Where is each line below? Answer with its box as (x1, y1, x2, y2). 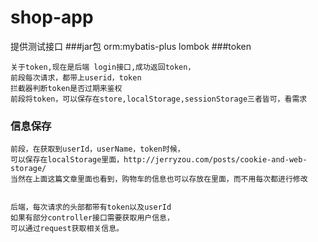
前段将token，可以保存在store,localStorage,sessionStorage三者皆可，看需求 (10, 94, 308, 104)
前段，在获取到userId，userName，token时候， (10, 144, 185, 155)
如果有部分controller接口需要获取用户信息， (10, 213, 175, 223)
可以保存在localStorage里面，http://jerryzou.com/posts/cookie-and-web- (10, 155, 308, 165)
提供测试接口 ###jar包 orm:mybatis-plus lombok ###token (10, 40, 252, 52)
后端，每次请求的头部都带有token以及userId (10, 202, 172, 213)
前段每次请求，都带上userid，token (10, 72, 142, 83)
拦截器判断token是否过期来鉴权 (10, 83, 123, 93)
